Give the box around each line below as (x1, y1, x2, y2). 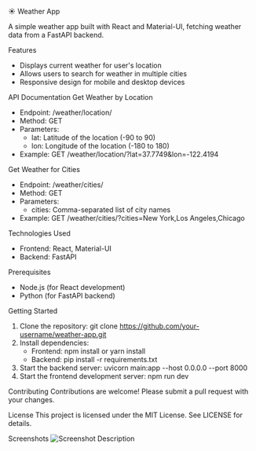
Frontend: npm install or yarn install (31, 346, 146, 356)
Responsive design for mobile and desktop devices (19, 78, 185, 86)
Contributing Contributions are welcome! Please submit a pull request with (8, 387, 249, 396)
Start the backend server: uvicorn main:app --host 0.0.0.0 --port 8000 (19, 363, 248, 372)
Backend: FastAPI (19, 252, 77, 262)
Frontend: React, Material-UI (19, 244, 112, 253)
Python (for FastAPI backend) (19, 291, 115, 300)
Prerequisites (8, 267, 51, 277)
